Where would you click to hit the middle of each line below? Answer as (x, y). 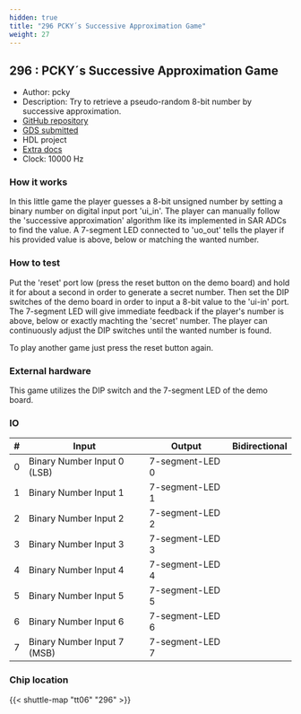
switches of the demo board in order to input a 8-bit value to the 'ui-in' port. (149, 301)
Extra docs (42, 150)
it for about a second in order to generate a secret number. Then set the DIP (149, 292)
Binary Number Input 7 (76, 642)
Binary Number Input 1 (76, 492)
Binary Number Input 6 (76, 622)
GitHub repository (55, 121)
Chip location (39, 680)
